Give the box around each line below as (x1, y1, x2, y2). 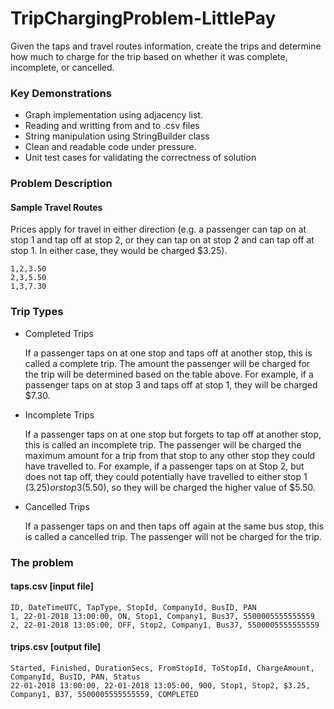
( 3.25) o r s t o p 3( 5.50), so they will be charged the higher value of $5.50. (24, 481, 316, 493)
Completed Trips (24, 327, 94, 339)
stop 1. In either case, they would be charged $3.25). (10, 245, 228, 257)
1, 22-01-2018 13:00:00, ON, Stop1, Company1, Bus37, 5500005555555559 (10, 611, 315, 621)
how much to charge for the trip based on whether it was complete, (10, 50, 288, 62)
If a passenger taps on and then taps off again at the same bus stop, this (24, 520, 325, 532)
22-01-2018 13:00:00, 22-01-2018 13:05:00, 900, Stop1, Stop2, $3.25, (10, 680, 311, 691)
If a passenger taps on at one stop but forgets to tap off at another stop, (24, 428, 322, 440)
